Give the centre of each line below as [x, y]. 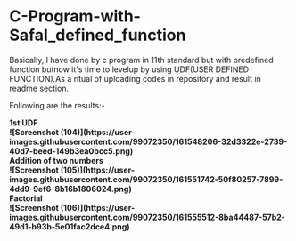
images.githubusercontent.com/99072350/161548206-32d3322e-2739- [148, 141]
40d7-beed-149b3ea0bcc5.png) [71, 151]
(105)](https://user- [98, 170]
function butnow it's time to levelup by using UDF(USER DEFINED [129, 69]
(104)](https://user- [98, 132]
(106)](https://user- [98, 207]
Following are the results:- [57, 105]
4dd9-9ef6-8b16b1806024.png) [70, 189]
